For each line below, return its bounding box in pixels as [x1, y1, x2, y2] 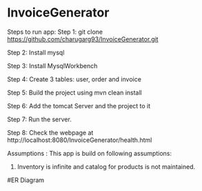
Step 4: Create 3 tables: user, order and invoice [7, 74, 141, 83]
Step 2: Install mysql [7, 48, 65, 57]
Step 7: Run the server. [7, 115, 72, 123]
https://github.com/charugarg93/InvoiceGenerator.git [7, 34, 159, 43]
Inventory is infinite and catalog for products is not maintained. [17, 162, 196, 170]
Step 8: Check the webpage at [7, 128, 94, 137]
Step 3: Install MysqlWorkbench [7, 61, 98, 70]
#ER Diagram [7, 176, 45, 184]
